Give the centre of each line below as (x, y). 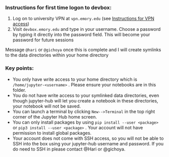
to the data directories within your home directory (57, 55)
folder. (19, 90)
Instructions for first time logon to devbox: (58, 8)
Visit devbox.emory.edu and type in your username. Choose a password (87, 29)
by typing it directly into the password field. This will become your (81, 35)
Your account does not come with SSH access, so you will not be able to (88, 138)
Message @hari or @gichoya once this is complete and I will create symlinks (83, 50)
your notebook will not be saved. (47, 106)
